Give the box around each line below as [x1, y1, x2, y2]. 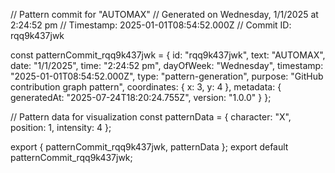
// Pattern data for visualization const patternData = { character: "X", [10, 111, 292, 123]
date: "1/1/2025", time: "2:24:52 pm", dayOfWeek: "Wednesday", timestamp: [10, 60, 324, 71]
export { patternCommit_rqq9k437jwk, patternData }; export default [10, 141, 289, 153]
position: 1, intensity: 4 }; [10, 122, 112, 133]
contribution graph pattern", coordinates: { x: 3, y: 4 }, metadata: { [10, 81, 282, 93]
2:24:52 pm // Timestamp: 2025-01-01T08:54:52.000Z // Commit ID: [10, 19, 292, 31]
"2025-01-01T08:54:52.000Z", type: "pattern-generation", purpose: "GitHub [10, 70, 324, 82]
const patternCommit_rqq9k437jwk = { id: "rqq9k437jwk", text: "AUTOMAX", [10, 49, 326, 61]
